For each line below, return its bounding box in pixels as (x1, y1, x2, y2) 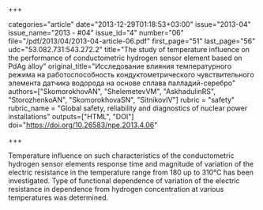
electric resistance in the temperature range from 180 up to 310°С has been (8, 167, 254, 177)
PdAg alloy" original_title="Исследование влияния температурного (8, 62, 232, 71)
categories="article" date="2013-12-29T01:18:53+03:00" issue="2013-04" (8, 20, 251, 28)
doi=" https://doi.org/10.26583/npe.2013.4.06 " (8, 120, 158, 129)
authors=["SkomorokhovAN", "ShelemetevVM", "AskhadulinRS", (8, 87, 216, 96)
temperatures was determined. (8, 193, 109, 202)
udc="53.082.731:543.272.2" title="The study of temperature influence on (8, 45, 250, 54)
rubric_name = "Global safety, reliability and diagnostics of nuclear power (8, 103, 248, 113)
